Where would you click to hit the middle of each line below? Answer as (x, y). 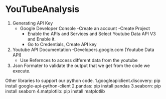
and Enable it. (42, 39)
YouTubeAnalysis (42, 9)
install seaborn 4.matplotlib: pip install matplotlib (55, 91)
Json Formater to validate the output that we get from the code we (81, 65)
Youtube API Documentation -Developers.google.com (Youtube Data (83, 49)
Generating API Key (33, 23)
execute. (22, 70)
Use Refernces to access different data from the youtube (79, 60)
